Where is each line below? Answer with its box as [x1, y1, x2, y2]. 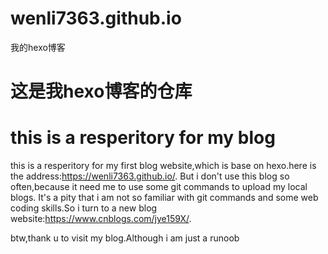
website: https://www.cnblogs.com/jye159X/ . [10, 213, 192, 225]
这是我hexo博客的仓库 [10, 80, 193, 103]
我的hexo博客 [10, 41, 66, 53]
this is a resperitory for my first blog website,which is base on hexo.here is [10, 160, 317, 172]
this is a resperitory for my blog [10, 127, 276, 149]
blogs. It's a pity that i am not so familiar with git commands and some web [10, 192, 319, 204]
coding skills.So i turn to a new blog [10, 202, 158, 214]
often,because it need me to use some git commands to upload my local [10, 181, 308, 193]
